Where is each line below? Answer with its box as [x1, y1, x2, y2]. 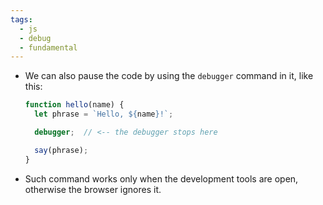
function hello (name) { [24, 100, 125, 110]
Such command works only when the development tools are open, [24, 172, 299, 185]
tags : [10, 14, 33, 25]
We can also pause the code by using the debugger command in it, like [24, 70, 314, 82]
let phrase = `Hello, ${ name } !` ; [34, 109, 174, 120]
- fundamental [19, 42, 78, 53]
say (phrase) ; [34, 145, 89, 155]
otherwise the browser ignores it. [24, 183, 162, 195]
